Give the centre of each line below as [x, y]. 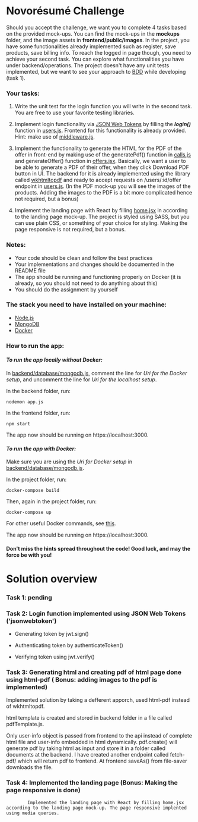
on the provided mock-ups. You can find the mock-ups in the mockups [93, 33]
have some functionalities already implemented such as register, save [91, 46]
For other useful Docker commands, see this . [61, 523]
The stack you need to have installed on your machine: [87, 305]
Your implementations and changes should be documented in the [94, 264]
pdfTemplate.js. [25, 724]
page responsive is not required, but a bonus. [70, 230]
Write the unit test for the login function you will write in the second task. [103, 106]
